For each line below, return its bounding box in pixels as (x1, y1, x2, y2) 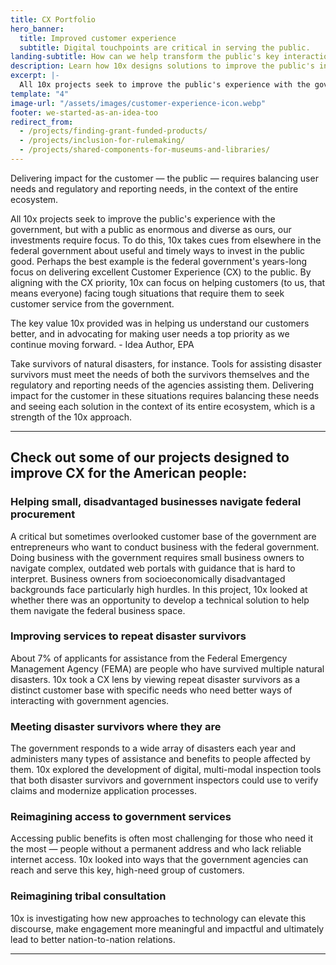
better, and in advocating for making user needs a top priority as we (10, 327, 290, 340)
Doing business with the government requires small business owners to (10, 551, 305, 563)
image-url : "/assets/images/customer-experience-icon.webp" (10, 98, 267, 108)
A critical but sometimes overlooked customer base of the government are (10, 530, 317, 542)
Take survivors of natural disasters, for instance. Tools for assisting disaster (10, 357, 322, 370)
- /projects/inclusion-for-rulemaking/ (19, 136, 186, 146)
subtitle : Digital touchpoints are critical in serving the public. (19, 42, 311, 53)
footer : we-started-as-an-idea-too (10, 107, 159, 118)
